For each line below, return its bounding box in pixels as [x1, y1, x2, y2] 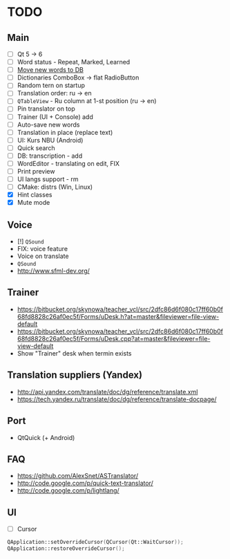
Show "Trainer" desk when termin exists [17, 349, 132, 357]
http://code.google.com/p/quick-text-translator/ [17, 479, 153, 488]
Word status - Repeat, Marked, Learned [17, 58, 131, 66]
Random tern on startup [17, 81, 85, 90]
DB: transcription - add [17, 152, 83, 160]
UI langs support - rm [17, 175, 79, 183]
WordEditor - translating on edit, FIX [17, 159, 119, 167]
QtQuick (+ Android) [17, 433, 75, 441]
